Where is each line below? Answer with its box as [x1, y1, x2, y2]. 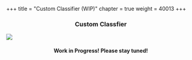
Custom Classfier [74, 20, 127, 28]
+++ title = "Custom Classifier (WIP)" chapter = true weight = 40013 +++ [6, 5, 187, 12]
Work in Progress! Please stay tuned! [53, 47, 148, 54]
